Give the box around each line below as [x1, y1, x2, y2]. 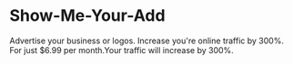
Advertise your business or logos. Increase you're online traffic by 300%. [9, 35, 285, 46]
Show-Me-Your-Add [9, 5, 166, 26]
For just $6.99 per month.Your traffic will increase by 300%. [9, 44, 234, 55]
